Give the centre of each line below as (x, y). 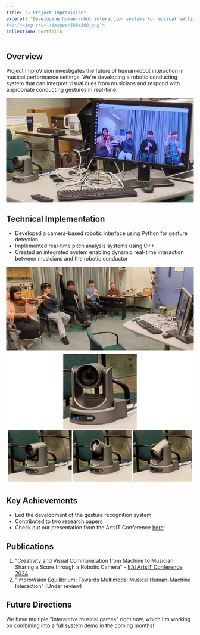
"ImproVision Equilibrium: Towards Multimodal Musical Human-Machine (103, 580)
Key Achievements (42, 501)
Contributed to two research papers (59, 521)
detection (26, 240)
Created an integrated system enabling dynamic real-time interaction (99, 252)
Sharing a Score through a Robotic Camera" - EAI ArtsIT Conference (99, 567)
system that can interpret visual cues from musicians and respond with (93, 83)
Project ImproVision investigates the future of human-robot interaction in (95, 71)
